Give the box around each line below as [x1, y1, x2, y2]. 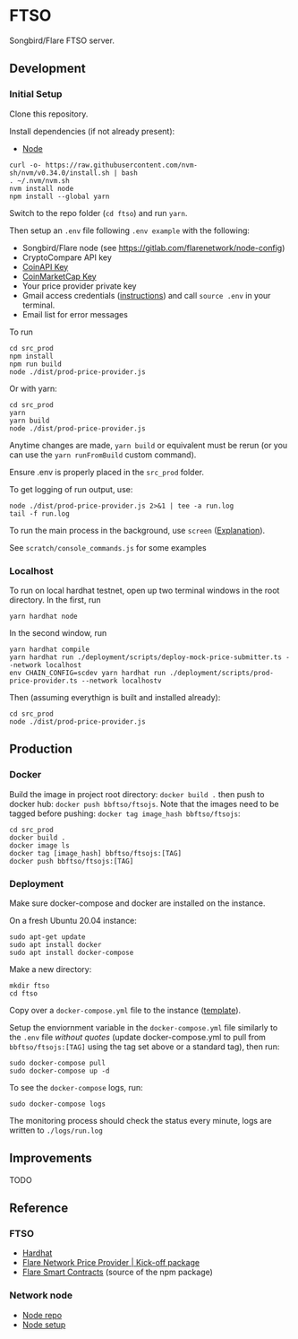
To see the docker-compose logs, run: [9, 1082, 143, 1092]
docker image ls [9, 840, 70, 850]
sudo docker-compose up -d [9, 1066, 110, 1075]
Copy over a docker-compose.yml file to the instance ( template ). [9, 1004, 242, 1015]
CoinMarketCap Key [21, 271, 97, 282]
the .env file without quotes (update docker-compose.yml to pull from [9, 1031, 267, 1042]
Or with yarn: [9, 383, 58, 394]
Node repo [21, 1309, 63, 1320]
